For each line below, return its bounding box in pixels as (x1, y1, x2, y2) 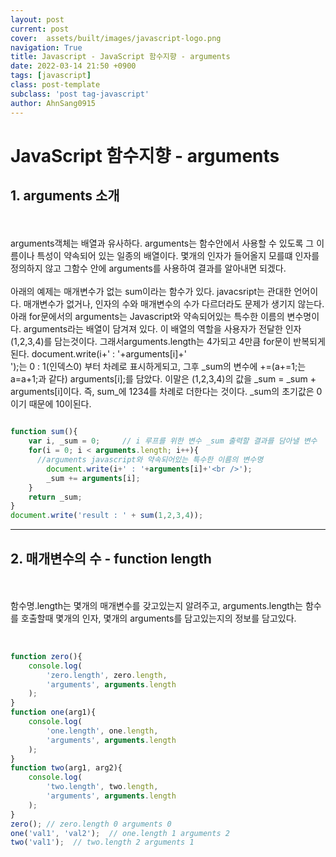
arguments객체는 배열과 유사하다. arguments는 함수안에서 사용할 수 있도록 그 (10, 237, 315, 249)
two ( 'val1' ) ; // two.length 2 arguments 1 (10, 837, 195, 848)
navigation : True (10, 42, 83, 53)
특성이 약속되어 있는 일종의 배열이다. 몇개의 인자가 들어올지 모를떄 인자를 (36, 249, 320, 261)
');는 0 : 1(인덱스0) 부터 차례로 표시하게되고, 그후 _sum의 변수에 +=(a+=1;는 (10, 360, 307, 372)
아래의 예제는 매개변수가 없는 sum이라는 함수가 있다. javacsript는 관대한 (10, 285, 292, 297)
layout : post (10, 14, 65, 25)
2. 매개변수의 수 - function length (10, 550, 212, 567)
